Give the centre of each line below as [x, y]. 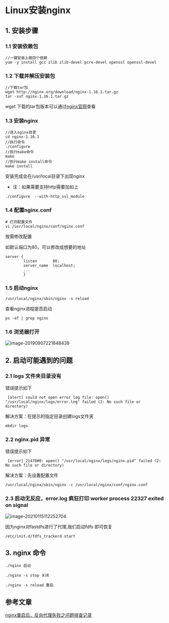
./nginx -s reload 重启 [30, 585]
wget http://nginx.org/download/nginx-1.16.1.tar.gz [62, 92]
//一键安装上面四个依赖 [26, 58]
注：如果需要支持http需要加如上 [45, 187]
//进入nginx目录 [21, 133]
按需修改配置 [18, 236]
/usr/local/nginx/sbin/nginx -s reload [47, 299]
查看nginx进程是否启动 [29, 309]
